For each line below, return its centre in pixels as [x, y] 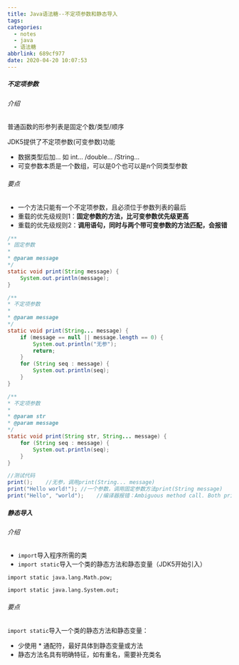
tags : [15, 21]
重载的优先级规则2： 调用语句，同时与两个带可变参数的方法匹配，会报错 [122, 225]
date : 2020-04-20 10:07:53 [47, 61]
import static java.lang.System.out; [63, 590]
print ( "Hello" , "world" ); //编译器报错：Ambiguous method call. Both [114, 496]
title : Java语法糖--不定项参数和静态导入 [63, 14]
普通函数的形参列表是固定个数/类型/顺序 [66, 127]
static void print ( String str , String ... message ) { [87, 437]
